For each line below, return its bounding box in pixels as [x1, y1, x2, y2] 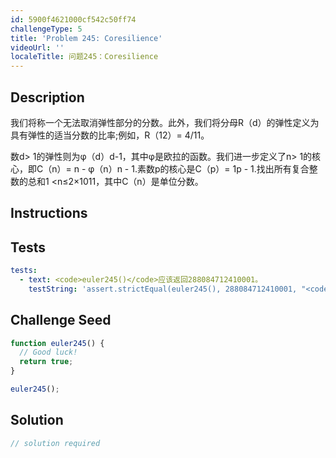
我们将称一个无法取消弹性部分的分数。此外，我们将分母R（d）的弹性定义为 [10, 116, 320, 128]
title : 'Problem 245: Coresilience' [10, 33, 163, 43]
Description [10, 89, 85, 106]
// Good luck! [19, 347, 78, 358]
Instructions [10, 205, 88, 222]
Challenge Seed [10, 312, 112, 329]
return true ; [19, 357, 74, 367]
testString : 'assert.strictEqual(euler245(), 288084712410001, [28, 284, 298, 294]
